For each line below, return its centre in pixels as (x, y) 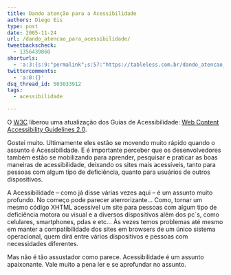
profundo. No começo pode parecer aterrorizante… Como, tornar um (105, 200)
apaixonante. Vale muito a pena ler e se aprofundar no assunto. (97, 264)
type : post (23, 26)
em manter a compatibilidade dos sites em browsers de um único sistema (111, 229)
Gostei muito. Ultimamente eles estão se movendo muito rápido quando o (111, 143)
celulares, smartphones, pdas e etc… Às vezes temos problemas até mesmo (115, 222)
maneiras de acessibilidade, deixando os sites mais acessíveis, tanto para (112, 165)
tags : (15, 90)
